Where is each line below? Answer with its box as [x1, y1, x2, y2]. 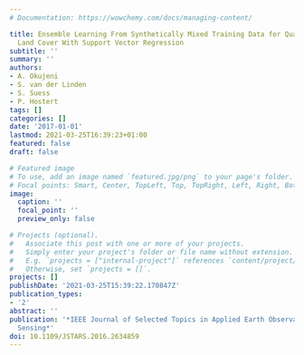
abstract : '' [9, 306, 59, 315]
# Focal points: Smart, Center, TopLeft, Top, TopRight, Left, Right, [9, 180, 281, 190]
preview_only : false [17, 215, 95, 224]
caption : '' [17, 197, 63, 206]
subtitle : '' [9, 46, 59, 55]
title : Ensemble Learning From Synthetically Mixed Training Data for [9, 29, 281, 39]
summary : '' [9, 55, 54, 64]
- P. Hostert [9, 97, 59, 106]
